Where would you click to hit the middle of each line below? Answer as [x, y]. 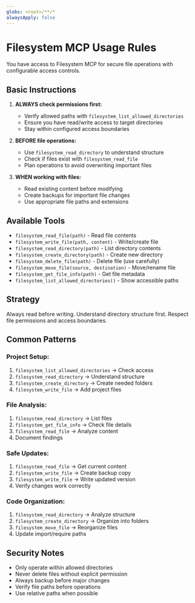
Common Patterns [41, 340]
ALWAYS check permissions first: [58, 104]
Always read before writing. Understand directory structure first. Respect [97, 314]
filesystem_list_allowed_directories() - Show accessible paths [97, 281]
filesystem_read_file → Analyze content [67, 431]
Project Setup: [28, 357]
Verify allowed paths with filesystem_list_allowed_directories [104, 116]
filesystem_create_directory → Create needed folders [84, 383]
